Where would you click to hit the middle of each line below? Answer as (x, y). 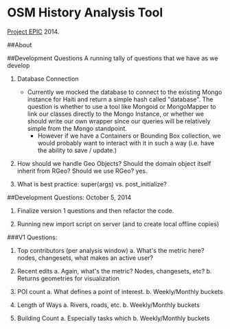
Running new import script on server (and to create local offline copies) (118, 223)
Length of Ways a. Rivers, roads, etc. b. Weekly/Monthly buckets (108, 305)
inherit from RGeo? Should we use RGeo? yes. (82, 171)
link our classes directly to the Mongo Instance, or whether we (116, 114)
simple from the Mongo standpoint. (77, 128)
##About (20, 45)
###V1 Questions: (32, 237)
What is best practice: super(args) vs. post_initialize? (92, 184)
